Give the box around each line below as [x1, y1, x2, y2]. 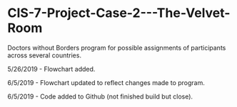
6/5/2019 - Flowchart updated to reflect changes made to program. [7, 78, 205, 86]
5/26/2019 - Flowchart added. [7, 64, 96, 73]
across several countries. [7, 51, 82, 60]
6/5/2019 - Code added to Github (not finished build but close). [7, 92, 193, 101]
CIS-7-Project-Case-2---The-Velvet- [7, 5, 231, 21]
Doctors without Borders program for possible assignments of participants [7, 43, 226, 52]
